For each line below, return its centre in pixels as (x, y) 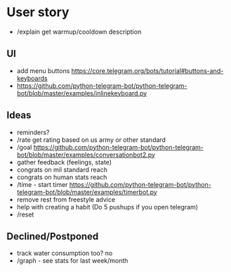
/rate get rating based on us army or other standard (91, 140)
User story (38, 12)
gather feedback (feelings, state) (64, 162)
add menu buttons (43, 70)
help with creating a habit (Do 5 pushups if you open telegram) (107, 207)
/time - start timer (42, 184)
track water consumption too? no (65, 253)
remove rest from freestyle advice (66, 199)
